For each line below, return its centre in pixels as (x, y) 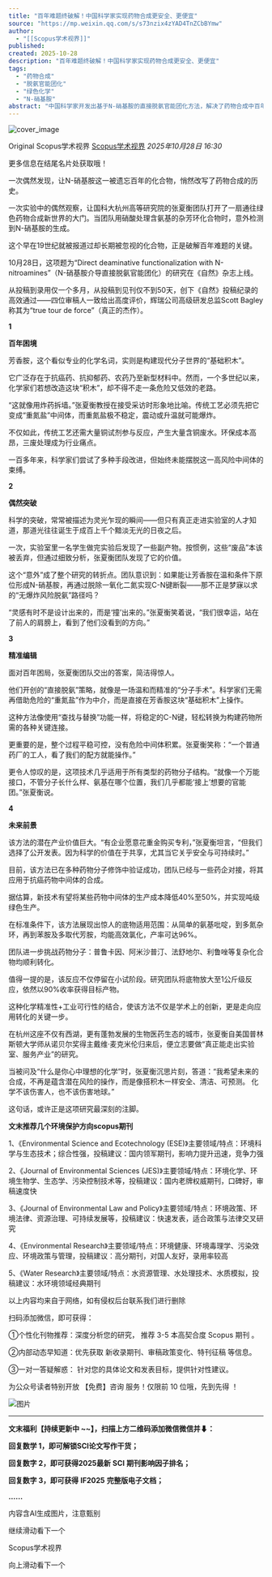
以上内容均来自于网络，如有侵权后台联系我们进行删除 (97, 1301)
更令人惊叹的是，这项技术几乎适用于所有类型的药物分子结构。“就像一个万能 (134, 772)
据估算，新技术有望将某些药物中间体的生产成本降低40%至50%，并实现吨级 (134, 898)
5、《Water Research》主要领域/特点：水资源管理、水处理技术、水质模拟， (130, 1273)
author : (21, 31)
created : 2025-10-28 (43, 54)
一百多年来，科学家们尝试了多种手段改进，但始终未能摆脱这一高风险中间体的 (136, 460)
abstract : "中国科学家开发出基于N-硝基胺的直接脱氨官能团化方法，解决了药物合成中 (132, 106)
